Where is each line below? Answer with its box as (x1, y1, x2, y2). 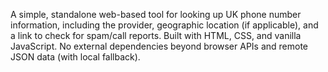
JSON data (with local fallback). (10, 51, 141, 63)
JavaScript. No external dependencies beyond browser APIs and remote (10, 40, 309, 52)
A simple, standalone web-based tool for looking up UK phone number (10, 9, 302, 20)
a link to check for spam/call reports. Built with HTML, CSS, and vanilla (10, 30, 302, 41)
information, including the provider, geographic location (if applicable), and (10, 19, 319, 31)
